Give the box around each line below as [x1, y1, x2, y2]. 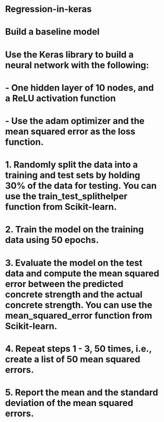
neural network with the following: [5, 60, 149, 70]
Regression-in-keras [5, 3, 92, 15]
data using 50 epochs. [5, 235, 99, 246]
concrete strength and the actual [5, 289, 143, 300]
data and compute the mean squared [5, 268, 160, 279]
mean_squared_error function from [5, 310, 152, 321]
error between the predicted [5, 278, 123, 290]
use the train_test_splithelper [5, 191, 127, 202]
